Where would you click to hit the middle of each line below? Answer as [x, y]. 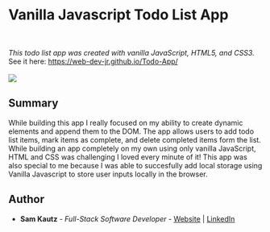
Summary [33, 104]
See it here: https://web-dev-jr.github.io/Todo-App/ [93, 61]
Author [26, 199]
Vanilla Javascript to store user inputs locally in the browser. [108, 174]
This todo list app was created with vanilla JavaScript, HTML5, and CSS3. [132, 52]
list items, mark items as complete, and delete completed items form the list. [135, 139]
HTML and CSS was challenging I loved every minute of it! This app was [128, 157]
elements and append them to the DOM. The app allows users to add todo [131, 131]
